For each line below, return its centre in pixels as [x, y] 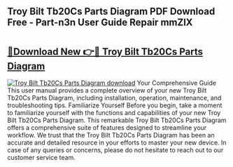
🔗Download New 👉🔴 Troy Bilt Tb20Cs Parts [105, 52]
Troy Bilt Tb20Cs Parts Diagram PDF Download [111, 12]
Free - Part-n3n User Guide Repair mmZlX [100, 23]
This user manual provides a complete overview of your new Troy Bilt [107, 90]
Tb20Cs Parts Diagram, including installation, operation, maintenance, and [114, 98]
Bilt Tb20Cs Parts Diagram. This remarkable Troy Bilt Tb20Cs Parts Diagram [117, 120]
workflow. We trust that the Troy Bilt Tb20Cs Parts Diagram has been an [111, 135]
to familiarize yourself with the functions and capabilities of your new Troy [114, 113]
